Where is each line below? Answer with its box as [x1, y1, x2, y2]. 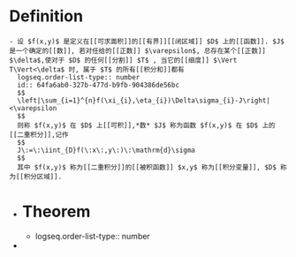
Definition [9, 6, 84, 26]
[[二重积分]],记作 [9, 130, 69, 139]
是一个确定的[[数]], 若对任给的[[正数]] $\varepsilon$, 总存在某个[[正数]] [9, 46, 267, 55]
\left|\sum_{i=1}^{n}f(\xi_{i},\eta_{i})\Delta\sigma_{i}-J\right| [17, 95, 271, 105]
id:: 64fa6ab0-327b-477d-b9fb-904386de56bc [17, 80, 179, 89]
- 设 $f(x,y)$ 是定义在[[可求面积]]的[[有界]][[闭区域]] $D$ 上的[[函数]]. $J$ [9, 37, 285, 46]
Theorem [21, 201, 91, 222]
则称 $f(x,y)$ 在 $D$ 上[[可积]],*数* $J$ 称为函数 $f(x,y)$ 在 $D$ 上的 [17, 121, 276, 130]
